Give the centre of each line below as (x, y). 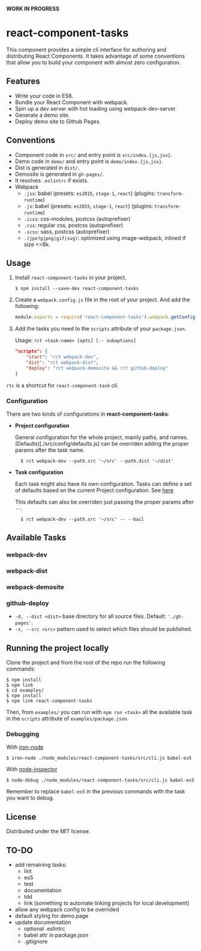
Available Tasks (36, 538)
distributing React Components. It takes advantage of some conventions (95, 56)
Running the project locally (58, 648)
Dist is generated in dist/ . (47, 167)
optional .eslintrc (44, 929)
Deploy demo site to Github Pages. (58, 121)
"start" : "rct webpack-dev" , (62, 357)
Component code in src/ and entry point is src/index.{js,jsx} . (93, 155)
